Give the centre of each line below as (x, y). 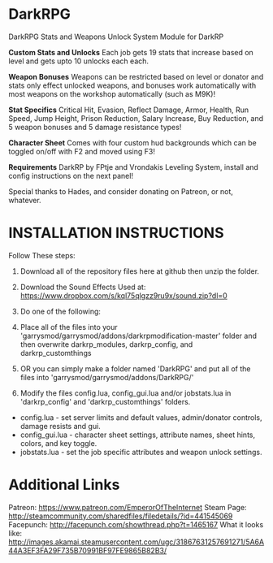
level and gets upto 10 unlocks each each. (78, 61)
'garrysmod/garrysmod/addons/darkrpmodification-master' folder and (139, 336)
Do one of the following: (61, 311)
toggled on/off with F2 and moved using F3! (82, 151)
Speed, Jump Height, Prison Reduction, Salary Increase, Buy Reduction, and (136, 118)
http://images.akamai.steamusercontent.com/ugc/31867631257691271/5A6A (136, 542)
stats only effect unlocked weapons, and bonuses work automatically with (132, 85)
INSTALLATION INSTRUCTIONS (117, 233)
